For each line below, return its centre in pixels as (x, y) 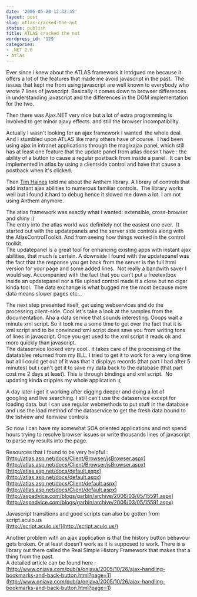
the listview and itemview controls (47, 416)
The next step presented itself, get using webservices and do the (85, 305)
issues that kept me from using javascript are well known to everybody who (98, 85)
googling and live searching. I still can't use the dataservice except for (91, 398)
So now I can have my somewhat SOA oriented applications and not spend (96, 428)
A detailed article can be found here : (51, 562)
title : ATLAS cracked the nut (43, 34)
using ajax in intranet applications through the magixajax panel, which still (95, 145)
